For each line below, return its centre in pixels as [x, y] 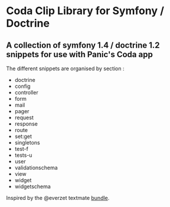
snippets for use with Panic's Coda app [80, 54]
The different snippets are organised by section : [65, 68]
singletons [27, 142]
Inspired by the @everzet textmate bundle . [58, 198]
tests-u [23, 155]
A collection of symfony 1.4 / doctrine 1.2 [83, 45]
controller [26, 92]
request [24, 117]
